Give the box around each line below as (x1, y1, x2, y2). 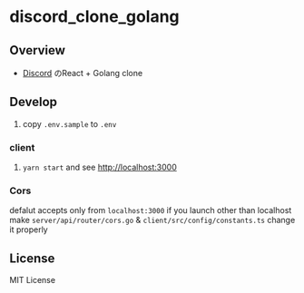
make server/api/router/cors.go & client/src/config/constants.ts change (9, 215, 296, 226)
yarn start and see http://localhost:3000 (22, 161, 177, 173)
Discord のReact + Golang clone (22, 68, 143, 78)
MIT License (9, 275, 56, 286)
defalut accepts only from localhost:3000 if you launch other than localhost (9, 205, 292, 216)
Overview (9, 43, 66, 58)
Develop (9, 94, 57, 110)
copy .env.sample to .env (22, 118, 117, 129)
